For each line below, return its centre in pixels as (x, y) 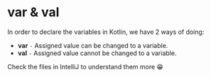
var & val (33, 12)
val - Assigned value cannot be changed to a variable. (97, 53)
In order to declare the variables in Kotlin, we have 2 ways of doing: (106, 32)
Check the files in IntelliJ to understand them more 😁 (85, 66)
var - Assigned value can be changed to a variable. (93, 45)
